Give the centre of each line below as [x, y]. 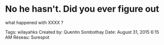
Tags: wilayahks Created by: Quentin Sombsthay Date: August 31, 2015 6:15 [82, 32]
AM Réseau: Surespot [27, 37]
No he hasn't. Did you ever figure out [82, 9]
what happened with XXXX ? [34, 22]
